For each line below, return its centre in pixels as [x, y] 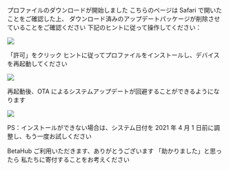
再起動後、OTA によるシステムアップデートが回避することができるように [110, 91]
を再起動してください [37, 64]
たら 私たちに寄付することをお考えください [68, 160]
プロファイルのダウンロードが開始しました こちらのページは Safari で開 [109, 10]
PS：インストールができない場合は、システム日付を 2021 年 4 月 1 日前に [111, 127]
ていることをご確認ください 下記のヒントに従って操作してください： [104, 27]
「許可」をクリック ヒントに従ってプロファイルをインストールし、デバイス [113, 55]
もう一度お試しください [58, 136]
